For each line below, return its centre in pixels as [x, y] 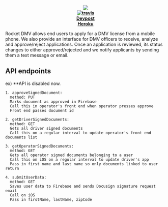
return [12, 168]
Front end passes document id [42, 110]
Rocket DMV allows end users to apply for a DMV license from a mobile [80, 34]
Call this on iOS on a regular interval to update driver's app [79, 159]
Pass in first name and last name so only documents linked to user [84, 164]
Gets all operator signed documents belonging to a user [72, 155]
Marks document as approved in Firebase [53, 102]
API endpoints [28, 71]
